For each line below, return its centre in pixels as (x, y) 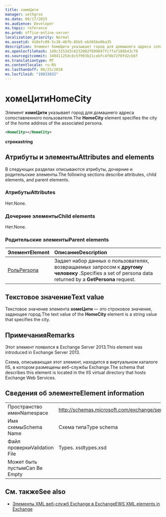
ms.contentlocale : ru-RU (31, 65)
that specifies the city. (28, 320)
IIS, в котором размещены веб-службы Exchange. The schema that (75, 367)
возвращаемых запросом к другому (99, 267)
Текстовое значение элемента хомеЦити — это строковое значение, (79, 309)
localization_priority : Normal (37, 38)
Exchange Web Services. (31, 378)
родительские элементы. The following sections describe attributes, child (81, 174)
